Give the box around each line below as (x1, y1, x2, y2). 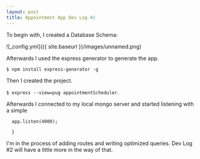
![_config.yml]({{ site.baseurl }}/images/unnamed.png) (6, 43, 142, 50)
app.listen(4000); (11, 118, 59, 125)
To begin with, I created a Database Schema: (6, 31, 118, 38)
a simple (6, 106, 27, 114)
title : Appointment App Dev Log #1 (6, 15, 96, 21)
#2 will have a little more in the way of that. (6, 146, 113, 153)
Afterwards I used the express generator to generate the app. (6, 54, 159, 62)
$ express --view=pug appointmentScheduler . (6, 88, 119, 96)
